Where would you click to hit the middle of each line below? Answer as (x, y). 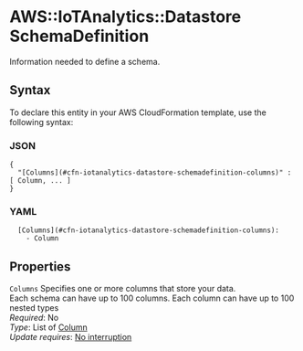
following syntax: (42, 122)
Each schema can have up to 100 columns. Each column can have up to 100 (152, 298)
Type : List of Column (49, 327)
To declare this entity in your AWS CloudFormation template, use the (138, 112)
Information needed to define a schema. (85, 61)
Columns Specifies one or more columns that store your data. (123, 289)
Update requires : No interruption (71, 337)
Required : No (34, 318)
